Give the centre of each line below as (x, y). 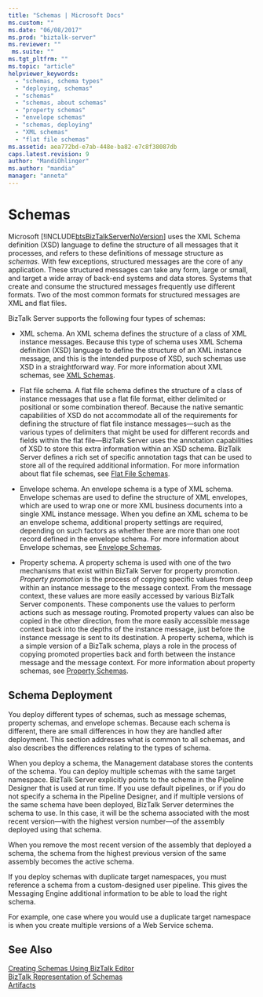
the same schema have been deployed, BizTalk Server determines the (121, 804)
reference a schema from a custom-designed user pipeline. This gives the (128, 885)
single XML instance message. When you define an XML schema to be (134, 514)
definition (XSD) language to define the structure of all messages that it (123, 245)
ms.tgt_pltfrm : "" (38, 60)
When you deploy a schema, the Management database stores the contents (131, 762)
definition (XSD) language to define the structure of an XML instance (130, 350)
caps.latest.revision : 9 (49, 154)
